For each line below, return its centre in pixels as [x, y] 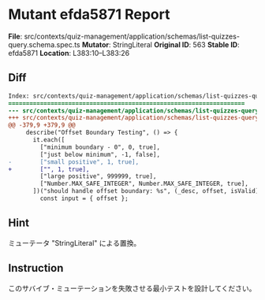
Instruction [36, 268]
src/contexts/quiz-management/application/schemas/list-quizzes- [132, 36]
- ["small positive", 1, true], [74, 162]
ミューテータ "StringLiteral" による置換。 [75, 243]
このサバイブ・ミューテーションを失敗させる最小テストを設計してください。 [132, 288]
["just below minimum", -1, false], [100, 154]
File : [15, 36]
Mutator [95, 44]
